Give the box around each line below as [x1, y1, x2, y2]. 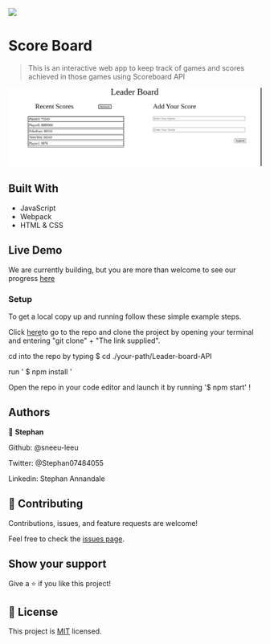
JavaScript [19, 203, 56, 213]
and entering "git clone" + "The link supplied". [8, 336, 161, 345]
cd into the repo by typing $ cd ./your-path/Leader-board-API [8, 351, 212, 361]
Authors [8, 406, 51, 419]
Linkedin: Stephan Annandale [8, 474, 106, 483]
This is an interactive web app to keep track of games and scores [27, 63, 245, 72]
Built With [8, 181, 59, 196]
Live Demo [8, 243, 63, 257]
